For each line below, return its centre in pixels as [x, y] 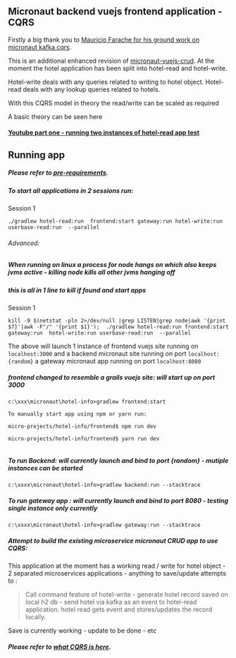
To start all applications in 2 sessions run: [71, 190]
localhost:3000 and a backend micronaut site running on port [97, 354]
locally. [36, 616]
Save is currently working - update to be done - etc [82, 631]
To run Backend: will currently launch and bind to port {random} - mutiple [118, 460]
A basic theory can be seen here [55, 116]
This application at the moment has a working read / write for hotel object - [117, 566]
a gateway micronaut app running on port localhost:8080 [118, 361]
